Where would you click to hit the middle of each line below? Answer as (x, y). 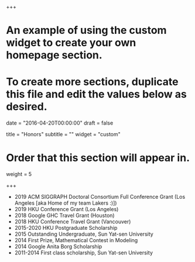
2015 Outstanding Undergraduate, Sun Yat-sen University (84, 234)
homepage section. (54, 55)
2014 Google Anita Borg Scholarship (58, 247)
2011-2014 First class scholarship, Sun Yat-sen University (84, 253)
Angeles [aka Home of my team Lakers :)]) (66, 203)
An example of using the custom (86, 30)
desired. (27, 107)
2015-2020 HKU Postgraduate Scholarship (66, 228)
